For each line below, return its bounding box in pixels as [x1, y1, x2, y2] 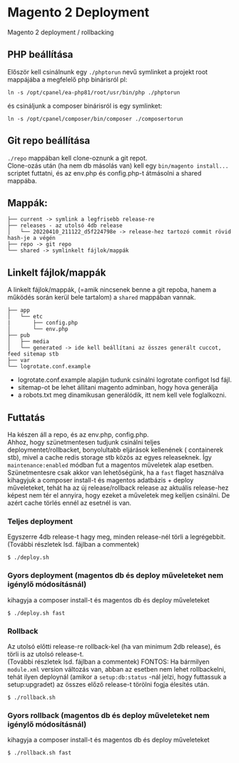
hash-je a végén [7, 235, 56, 242]
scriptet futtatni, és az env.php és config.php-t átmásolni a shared [7, 168, 202, 177]
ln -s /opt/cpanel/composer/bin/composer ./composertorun [7, 115, 183, 122]
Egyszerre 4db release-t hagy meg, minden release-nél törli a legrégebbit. [7, 532, 226, 541]
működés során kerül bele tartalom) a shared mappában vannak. [7, 293, 196, 302]
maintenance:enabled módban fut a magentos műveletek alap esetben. [7, 461, 214, 469]
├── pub [7, 332, 31, 339]
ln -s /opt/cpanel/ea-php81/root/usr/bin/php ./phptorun [7, 89, 180, 96]
